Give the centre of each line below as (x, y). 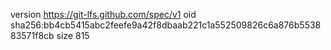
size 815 (73, 35)
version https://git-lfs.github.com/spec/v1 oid (103, 14)
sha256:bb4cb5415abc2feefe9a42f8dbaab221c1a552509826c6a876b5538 (166, 25)
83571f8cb (32, 35)
